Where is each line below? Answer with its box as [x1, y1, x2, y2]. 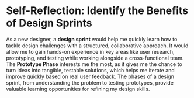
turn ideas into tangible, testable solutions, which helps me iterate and [6, 66, 175, 73]
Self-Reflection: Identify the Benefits [6, 4, 189, 17]
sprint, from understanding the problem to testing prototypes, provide [6, 79, 174, 86]
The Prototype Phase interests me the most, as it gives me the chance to [6, 60, 182, 68]
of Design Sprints [6, 16, 92, 30]
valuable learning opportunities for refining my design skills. [6, 85, 150, 92]
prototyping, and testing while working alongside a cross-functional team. [6, 54, 184, 61]
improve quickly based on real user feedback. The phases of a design [6, 73, 174, 80]
